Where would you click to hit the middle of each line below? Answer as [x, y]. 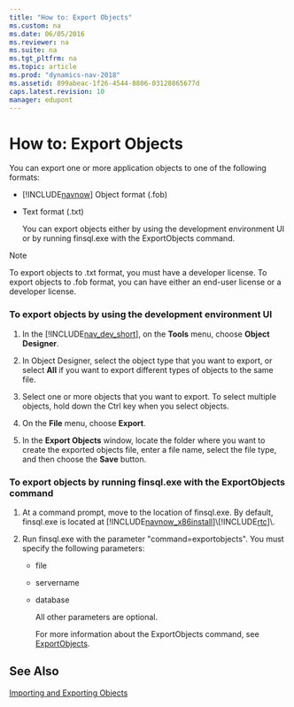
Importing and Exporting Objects [69, 693]
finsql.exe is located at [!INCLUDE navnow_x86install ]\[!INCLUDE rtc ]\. [148, 521]
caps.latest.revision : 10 [57, 91]
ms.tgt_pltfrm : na [43, 58]
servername [57, 582]
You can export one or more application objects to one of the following [138, 168]
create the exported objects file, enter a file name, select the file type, [149, 449]
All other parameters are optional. [96, 617]
